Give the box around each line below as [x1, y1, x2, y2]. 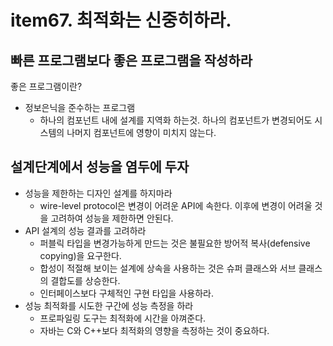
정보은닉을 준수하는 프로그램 [24, 102, 136, 113]
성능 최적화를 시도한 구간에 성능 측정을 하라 [24, 299, 194, 311]
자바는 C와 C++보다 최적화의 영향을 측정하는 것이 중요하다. [39, 324, 270, 336]
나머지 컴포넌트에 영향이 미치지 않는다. [66, 127, 217, 138]
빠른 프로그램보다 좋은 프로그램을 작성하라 [10, 52, 253, 69]
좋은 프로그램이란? [10, 81, 83, 92]
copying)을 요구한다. [39, 249, 122, 261]
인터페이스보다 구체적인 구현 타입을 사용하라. [39, 287, 214, 299]
